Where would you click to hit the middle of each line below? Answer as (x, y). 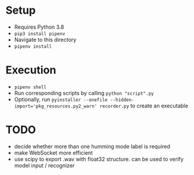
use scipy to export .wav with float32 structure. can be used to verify (99, 159)
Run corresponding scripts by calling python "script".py (84, 93)
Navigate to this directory (45, 39)
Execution (31, 70)
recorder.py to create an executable (144, 106)
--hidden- (122, 100)
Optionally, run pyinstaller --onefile (61, 99)
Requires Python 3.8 (39, 27)
